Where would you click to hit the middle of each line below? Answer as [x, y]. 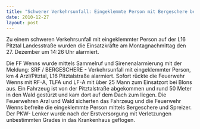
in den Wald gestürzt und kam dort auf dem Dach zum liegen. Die [86, 95]
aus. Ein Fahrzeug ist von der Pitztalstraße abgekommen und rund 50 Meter [99, 89]
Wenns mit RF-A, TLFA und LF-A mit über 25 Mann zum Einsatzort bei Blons [99, 82]
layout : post [22, 22]
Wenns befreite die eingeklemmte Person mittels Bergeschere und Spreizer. [99, 108]
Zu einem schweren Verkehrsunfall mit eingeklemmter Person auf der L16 [96, 40]
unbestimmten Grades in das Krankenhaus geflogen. [71, 120]
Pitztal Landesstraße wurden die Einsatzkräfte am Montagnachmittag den [96, 46]
